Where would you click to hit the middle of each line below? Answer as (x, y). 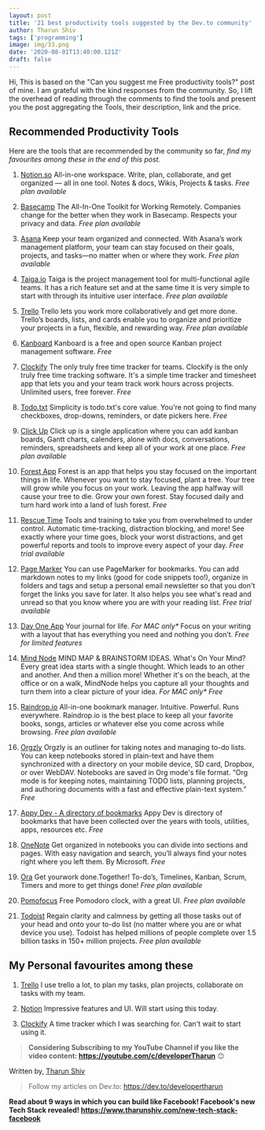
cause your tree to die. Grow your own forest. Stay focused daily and (132, 496)
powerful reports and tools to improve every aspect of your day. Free (132, 545)
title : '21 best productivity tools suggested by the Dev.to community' (131, 23)
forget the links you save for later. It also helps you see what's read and (136, 594)
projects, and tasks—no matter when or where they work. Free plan (129, 255)
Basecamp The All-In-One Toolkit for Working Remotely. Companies (131, 207)
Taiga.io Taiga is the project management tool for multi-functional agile (135, 279)
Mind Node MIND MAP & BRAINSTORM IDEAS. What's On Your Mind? (133, 658)
